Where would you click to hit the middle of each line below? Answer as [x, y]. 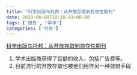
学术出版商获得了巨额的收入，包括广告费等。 [70, 59]
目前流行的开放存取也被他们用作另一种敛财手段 [73, 66]
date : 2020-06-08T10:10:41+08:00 [48, 17]
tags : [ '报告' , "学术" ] [34, 23]
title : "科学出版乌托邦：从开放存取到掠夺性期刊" [61, 12]
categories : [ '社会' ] [32, 28]
